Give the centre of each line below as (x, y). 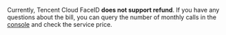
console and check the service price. (60, 24)
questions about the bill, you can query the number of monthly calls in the (112, 17)
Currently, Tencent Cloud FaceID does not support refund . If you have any (113, 10)
